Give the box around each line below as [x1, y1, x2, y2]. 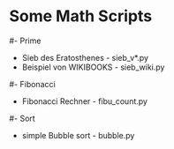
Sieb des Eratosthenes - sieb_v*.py [21, 52, 148, 63]
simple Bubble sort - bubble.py [21, 130, 135, 140]
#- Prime [9, 35, 42, 46]
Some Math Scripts [9, 6, 153, 26]
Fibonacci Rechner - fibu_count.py [21, 95, 148, 107]
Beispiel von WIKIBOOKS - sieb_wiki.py [21, 62, 165, 72]
